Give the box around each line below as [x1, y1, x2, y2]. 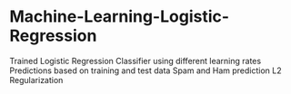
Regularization [9, 74, 64, 85]
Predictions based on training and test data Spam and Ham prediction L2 [9, 65, 282, 76]
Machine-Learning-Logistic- [9, 6, 230, 27]
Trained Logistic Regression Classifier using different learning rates [9, 55, 262, 66]
